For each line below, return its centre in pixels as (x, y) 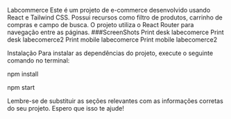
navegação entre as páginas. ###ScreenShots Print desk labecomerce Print (115, 32)
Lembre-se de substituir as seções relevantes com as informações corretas (115, 101)
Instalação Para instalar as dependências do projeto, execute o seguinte (110, 53)
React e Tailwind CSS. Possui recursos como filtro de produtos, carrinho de (115, 17)
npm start (21, 87)
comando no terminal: (38, 61)
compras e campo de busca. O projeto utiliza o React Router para (101, 25)
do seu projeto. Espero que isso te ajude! (66, 108)
